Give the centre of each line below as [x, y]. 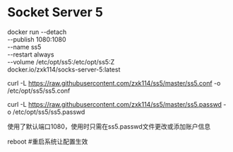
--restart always [31, 54]
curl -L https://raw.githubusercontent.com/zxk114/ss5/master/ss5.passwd [115, 104]
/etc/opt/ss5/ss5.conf [39, 90]
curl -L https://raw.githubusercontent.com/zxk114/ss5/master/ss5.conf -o [114, 83]
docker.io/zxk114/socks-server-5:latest [64, 69]
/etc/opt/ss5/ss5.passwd [49, 112]
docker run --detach [37, 32]
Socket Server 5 [55, 12]
